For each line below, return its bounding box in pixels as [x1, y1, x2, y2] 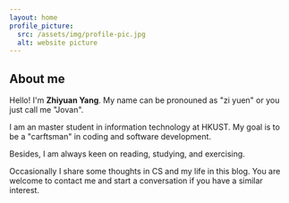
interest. [9, 185, 40, 196]
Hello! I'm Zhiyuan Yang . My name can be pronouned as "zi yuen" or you [9, 95, 280, 106]
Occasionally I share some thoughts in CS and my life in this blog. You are [9, 166, 281, 177]
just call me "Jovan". [9, 105, 84, 115]
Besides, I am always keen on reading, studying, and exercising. [9, 148, 246, 159]
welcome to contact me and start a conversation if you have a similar [9, 175, 264, 186]
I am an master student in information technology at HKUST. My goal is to [9, 122, 280, 132]
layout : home [9, 13, 58, 22]
